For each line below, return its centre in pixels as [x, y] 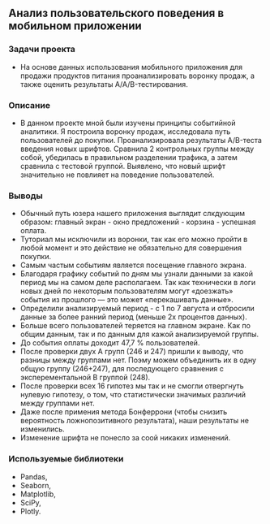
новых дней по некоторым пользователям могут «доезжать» [126, 291]
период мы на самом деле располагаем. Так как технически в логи [138, 283]
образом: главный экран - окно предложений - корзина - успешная [138, 222]
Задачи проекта [42, 50]
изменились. [42, 429]
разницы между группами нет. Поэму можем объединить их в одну [138, 360]
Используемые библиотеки [66, 459]
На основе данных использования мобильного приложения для [131, 67]
